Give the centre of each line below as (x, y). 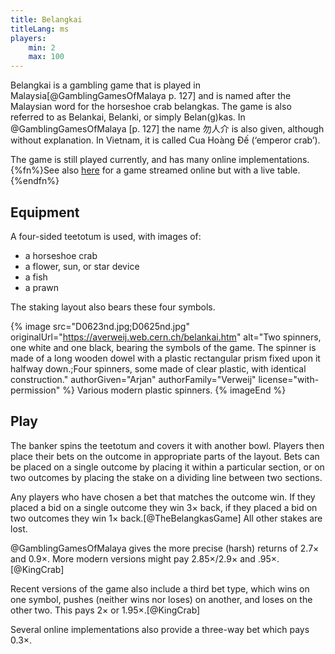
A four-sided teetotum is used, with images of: (106, 236)
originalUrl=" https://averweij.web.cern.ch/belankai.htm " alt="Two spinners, (166, 337)
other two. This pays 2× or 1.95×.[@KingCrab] (105, 610)
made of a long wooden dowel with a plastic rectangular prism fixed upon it (165, 358)
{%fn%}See (35, 170)
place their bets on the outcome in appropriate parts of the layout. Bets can (165, 456)
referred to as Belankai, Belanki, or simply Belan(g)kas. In (128, 117)
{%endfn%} (35, 181)
